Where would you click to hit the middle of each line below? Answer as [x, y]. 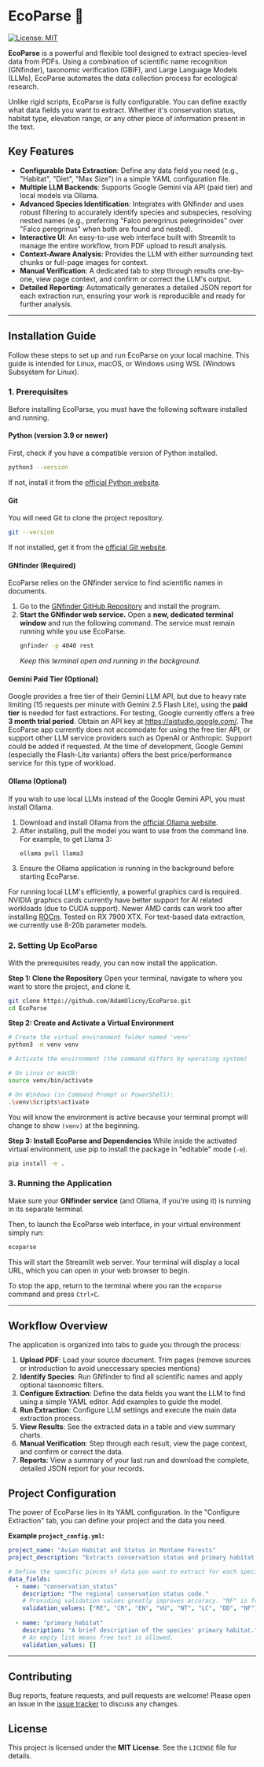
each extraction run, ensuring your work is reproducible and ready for [132, 296]
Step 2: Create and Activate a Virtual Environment [91, 1023]
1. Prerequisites [38, 392]
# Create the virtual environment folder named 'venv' [100, 1038]
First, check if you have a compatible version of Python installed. [113, 453]
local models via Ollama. [59, 195]
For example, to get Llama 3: [66, 839]
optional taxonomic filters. [62, 1385]
